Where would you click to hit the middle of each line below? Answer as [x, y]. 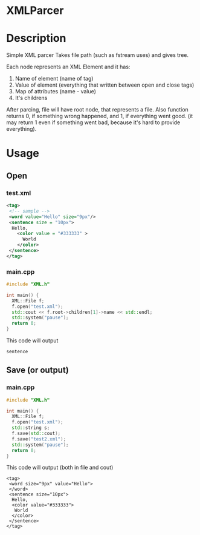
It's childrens [31, 98]
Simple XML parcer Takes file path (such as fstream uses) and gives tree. [98, 55]
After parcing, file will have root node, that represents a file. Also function [97, 110]
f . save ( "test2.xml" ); [39, 439]
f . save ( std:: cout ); [36, 434]
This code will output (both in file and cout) [60, 468]
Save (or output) [38, 370]
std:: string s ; [31, 428]
